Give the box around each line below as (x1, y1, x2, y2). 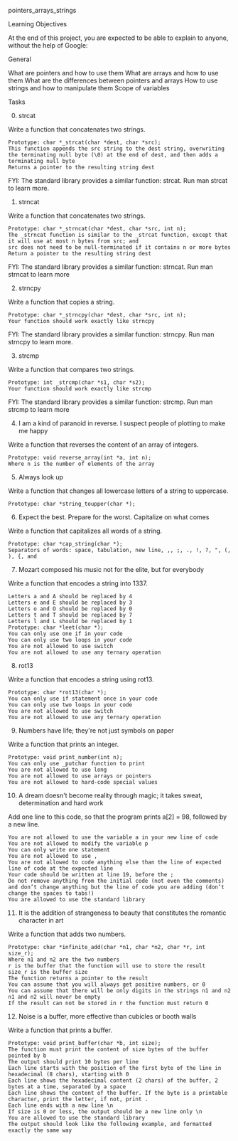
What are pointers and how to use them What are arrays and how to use (8, 69, 219, 77)
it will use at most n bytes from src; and (8, 238, 139, 245)
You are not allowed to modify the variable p (8, 840, 148, 847)
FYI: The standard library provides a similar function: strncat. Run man (8, 262, 214, 271)
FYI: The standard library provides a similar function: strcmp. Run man (8, 398, 213, 406)
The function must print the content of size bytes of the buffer (8, 1046, 209, 1053)
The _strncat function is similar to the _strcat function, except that (8, 231, 228, 238)
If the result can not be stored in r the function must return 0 (8, 999, 209, 1007)
